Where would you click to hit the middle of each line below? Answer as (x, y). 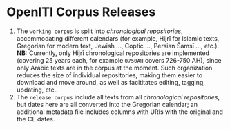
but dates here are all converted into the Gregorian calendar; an (107, 104)
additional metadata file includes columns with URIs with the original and (120, 112)
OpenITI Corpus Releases (81, 12)
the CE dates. (36, 119)
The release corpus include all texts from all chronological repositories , (118, 97)
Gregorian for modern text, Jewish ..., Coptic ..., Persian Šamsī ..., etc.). (117, 46)
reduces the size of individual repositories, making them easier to (109, 75)
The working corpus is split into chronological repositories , (99, 31)
